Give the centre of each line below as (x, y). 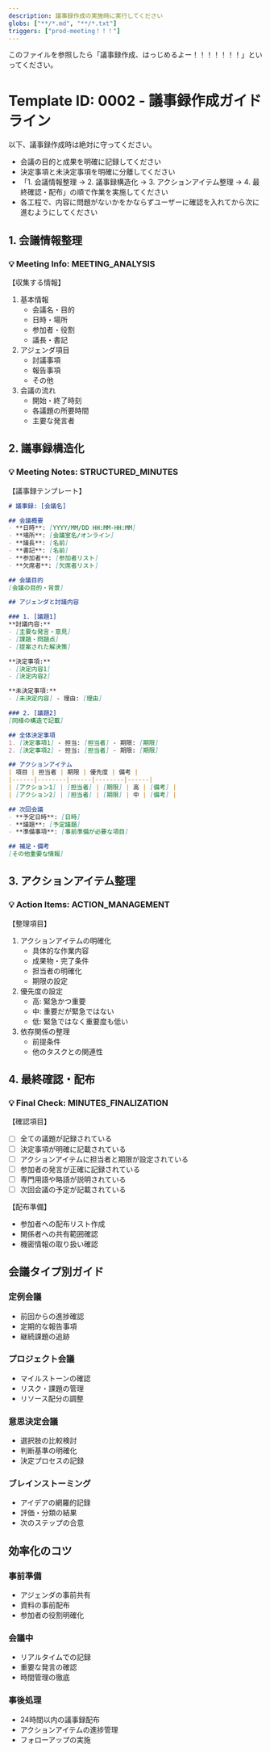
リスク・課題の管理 (52, 1388)
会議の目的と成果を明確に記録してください (90, 162)
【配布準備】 (29, 1206)
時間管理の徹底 (45, 1678)
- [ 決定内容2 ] (29, 676)
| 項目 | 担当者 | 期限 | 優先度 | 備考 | (73, 772)
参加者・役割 (53, 330)
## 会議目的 (26, 580)
